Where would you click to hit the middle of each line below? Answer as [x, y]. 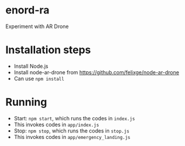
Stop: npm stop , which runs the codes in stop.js [71, 131]
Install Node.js [31, 66]
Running [26, 102]
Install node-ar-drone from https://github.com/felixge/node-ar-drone [96, 72]
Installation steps [48, 50]
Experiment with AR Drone [37, 26]
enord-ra [28, 10]
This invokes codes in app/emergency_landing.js [72, 137]
